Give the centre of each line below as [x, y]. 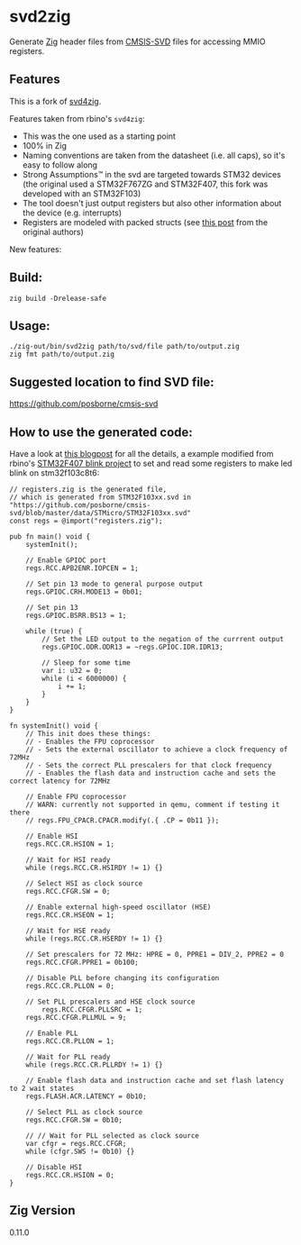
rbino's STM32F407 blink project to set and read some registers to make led [151, 463]
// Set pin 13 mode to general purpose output [114, 584]
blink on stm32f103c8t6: [55, 473]
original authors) [53, 232]
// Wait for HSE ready [68, 931]
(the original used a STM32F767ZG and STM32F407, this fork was [145, 184]
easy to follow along [59, 165]
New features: [36, 249]
